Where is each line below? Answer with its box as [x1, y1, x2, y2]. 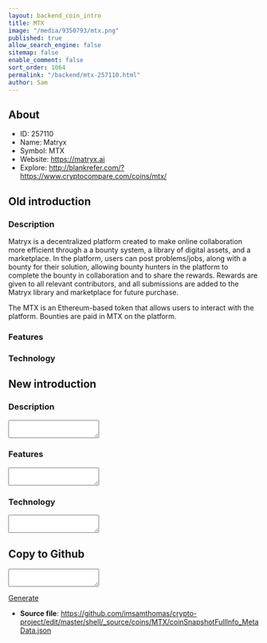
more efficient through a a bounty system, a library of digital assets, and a [8, 245, 251, 254]
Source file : [19, 608, 60, 618]
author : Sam [8, 78, 48, 86]
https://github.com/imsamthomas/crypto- [61, 608, 198, 618]
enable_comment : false [8, 57, 84, 65]
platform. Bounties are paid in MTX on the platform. [8, 312, 177, 321]
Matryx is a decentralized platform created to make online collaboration [8, 237, 243, 246]
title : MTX [8, 19, 45, 27]
